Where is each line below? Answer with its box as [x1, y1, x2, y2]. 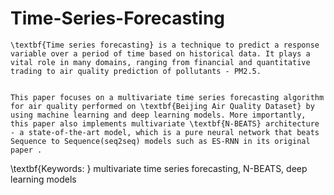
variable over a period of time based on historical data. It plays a [10, 48, 311, 59]
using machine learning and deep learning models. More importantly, [10, 110, 307, 120]
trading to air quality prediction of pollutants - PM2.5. [10, 66, 262, 76]
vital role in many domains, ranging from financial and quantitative [10, 57, 311, 67]
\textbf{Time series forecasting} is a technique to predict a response [10, 40, 320, 50]
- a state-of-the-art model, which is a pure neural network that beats [10, 127, 320, 137]
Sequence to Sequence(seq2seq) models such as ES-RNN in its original [10, 136, 311, 146]
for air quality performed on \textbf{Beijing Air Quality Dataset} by [10, 101, 315, 111]
